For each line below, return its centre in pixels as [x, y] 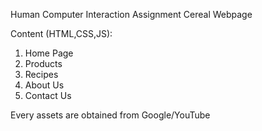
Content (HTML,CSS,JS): [61, 33]
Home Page [49, 53]
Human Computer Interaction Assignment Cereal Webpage [131, 14]
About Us [44, 85]
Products [43, 63]
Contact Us [48, 95]
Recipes [41, 74]
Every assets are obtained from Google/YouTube [110, 115]
